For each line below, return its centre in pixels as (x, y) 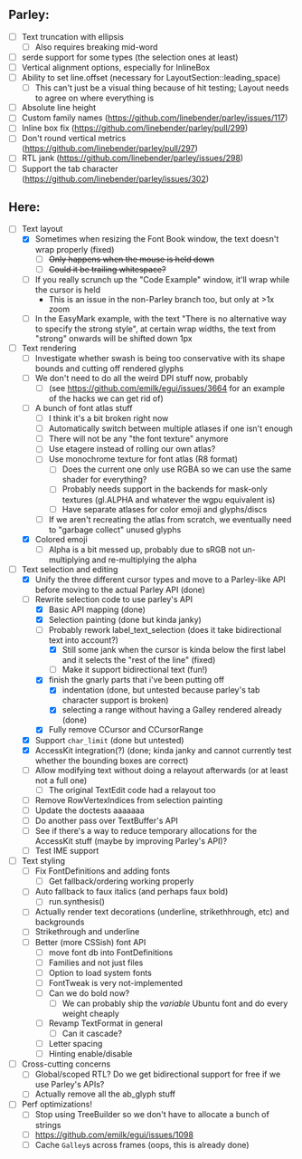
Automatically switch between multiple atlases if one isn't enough (170, 428)
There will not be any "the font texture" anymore (138, 439)
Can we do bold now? (89, 993)
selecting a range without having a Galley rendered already (172, 710)
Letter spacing (75, 1044)
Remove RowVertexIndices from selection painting (129, 800)
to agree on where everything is (94, 98)
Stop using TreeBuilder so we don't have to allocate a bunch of (152, 1115)
